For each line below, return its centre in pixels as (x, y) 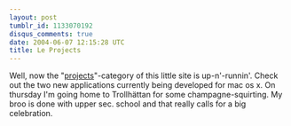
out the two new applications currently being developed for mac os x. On (142, 85)
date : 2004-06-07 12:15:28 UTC (67, 42)
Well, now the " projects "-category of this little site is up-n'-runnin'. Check (144, 75)
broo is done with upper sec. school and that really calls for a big (128, 104)
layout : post (33, 17)
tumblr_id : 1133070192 (51, 26)
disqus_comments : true (51, 34)
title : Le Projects (45, 51)
